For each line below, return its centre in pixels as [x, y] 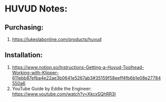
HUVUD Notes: [36, 9]
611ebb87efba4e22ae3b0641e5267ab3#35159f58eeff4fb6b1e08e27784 [86, 78]
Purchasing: [24, 27]
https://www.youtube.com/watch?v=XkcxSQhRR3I [64, 94]
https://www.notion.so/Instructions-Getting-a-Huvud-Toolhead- [78, 67]
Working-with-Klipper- [35, 72]
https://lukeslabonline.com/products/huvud [57, 39]
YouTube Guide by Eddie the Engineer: [52, 88]
